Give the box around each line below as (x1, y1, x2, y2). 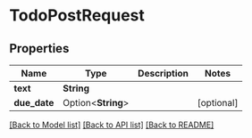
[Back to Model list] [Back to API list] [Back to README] (9, 119, 214, 130)
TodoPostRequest (9, 5, 146, 26)
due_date (13, 97, 55, 109)
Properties (9, 41, 70, 56)
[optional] (197, 97, 239, 109)
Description (138, 68, 189, 79)
